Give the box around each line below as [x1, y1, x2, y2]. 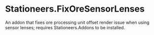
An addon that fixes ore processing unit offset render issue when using [5, 19, 150, 25]
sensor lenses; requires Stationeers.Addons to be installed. [5, 24, 125, 30]
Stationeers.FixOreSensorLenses [5, 3, 145, 15]
